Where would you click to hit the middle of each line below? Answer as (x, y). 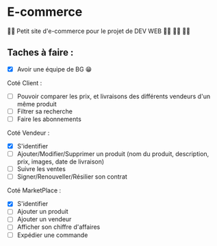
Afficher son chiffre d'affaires (59, 227)
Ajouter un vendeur (44, 219)
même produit (37, 104)
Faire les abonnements (49, 119)
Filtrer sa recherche (45, 111)
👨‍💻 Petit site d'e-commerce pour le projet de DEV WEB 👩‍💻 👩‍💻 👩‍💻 (99, 31)
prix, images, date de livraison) (61, 161)
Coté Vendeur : (28, 133)
